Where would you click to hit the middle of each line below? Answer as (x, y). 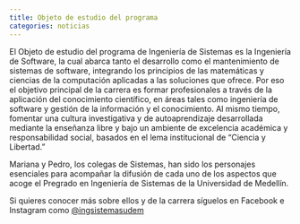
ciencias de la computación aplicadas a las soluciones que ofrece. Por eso (147, 80)
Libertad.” (28, 146)
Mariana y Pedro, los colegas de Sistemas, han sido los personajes (133, 164)
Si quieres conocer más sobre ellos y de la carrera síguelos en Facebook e (147, 200)
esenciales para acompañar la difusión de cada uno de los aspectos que (143, 173)
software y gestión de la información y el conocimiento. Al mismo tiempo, (145, 108)
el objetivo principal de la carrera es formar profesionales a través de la (141, 90)
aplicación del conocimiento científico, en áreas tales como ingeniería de (144, 99)
